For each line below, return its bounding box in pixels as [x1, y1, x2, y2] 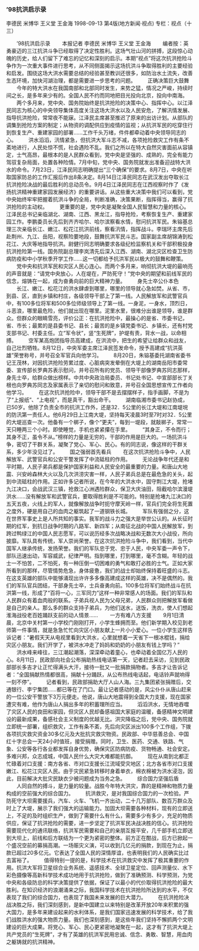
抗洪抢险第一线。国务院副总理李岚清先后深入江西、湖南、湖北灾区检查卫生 [6, 248, 188, 255]
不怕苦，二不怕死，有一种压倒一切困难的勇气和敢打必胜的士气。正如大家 [16, 560, 193, 567]
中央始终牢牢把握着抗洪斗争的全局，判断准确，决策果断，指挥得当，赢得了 [6, 196, 188, 203]
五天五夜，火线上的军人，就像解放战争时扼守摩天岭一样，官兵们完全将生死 [6, 500, 188, 507]
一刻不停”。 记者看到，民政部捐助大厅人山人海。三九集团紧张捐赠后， [6, 678, 187, 685]
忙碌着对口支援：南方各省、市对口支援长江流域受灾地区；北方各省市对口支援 [6, 760, 193, 767]
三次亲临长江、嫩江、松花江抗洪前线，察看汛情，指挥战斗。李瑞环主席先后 [11, 226, 193, 233]
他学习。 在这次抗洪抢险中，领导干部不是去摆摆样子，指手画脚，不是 [6, 389, 184, 396]
